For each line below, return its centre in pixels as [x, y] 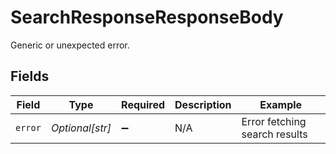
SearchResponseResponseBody [147, 17]
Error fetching [274, 121]
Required [143, 104]
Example [281, 104]
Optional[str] [81, 128]
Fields [30, 76]
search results [274, 134]
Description [203, 104]
